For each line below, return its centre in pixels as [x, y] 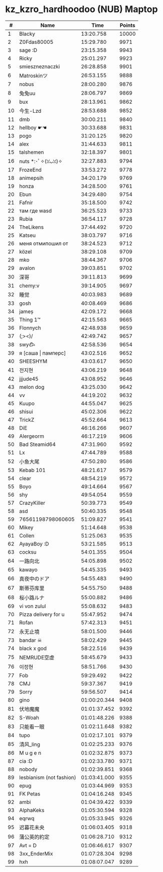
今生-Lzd [30, 111]
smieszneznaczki [40, 66]
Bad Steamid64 [38, 444]
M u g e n [30, 753]
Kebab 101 [33, 470]
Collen [27, 535]
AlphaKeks [32, 810]
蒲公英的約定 [34, 837]
